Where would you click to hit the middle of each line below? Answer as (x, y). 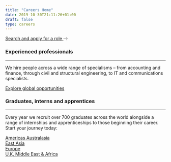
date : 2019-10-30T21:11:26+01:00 (41, 15)
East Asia (15, 143)
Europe (13, 148)
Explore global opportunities (35, 88)
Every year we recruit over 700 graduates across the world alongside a (80, 117)
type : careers (20, 24)
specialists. (17, 78)
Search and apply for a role (34, 39)
